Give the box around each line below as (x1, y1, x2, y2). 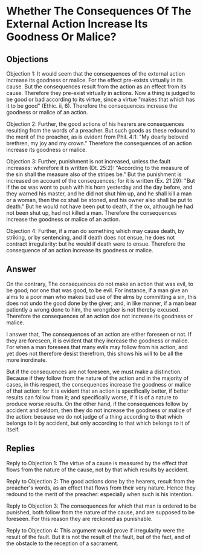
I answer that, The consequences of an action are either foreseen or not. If (6, 330, 192, 338)
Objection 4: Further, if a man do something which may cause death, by (6, 227, 184, 234)
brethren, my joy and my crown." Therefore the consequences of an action (6, 140, 192, 146)
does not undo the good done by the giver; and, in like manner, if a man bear (6, 299, 197, 307)
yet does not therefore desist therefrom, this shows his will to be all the (6, 350, 183, 357)
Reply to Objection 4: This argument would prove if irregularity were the (6, 526, 185, 534)
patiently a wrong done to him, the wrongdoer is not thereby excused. (6, 306, 180, 313)
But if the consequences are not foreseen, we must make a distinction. (6, 368, 182, 375)
